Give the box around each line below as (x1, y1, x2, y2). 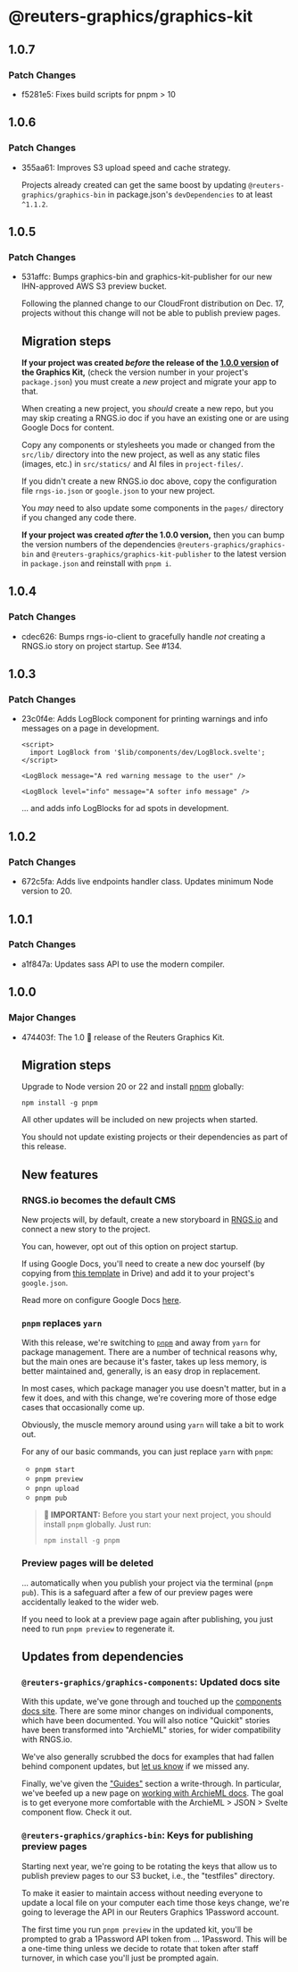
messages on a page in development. (21, 723, 160, 734)
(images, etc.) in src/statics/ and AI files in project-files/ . (21, 459, 244, 470)
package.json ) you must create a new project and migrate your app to (21, 377, 277, 387)
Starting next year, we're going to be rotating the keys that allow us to (21, 1860, 277, 1871)
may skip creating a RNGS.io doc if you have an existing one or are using (21, 413, 289, 424)
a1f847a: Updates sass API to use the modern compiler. (21, 959, 225, 969)
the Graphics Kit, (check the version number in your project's (21, 367, 249, 377)
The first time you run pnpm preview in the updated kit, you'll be (21, 1924, 253, 1934)
